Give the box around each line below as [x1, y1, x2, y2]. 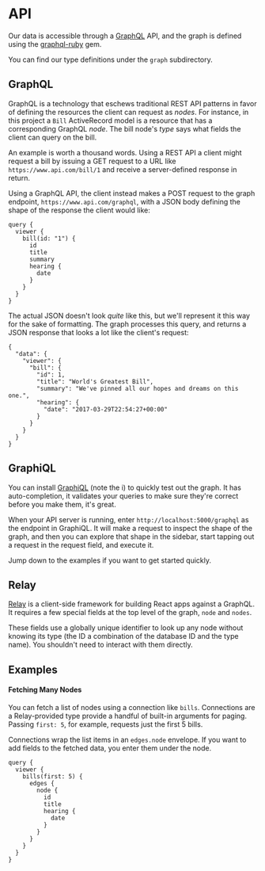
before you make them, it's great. [8, 499, 116, 509]
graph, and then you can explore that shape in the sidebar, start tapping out [8, 532, 255, 541]
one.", [8, 392, 30, 399]
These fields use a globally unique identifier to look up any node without [8, 623, 244, 632]
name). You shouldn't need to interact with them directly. [8, 640, 193, 650]
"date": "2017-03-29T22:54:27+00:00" [43, 405, 168, 413]
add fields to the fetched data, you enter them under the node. [8, 743, 212, 753]
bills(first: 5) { [22, 772, 83, 781]
